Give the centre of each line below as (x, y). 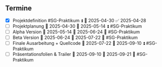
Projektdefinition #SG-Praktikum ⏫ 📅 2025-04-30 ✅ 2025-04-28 (79, 20)
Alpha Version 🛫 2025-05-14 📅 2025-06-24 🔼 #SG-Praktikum (76, 32)
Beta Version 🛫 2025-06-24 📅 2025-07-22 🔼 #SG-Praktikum (75, 38)
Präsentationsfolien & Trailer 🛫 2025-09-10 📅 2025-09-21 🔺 (74, 54)
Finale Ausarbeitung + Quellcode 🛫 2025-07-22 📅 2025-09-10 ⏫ (79, 43)
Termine (19, 8)
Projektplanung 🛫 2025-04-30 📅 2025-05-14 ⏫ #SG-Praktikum (77, 26)
